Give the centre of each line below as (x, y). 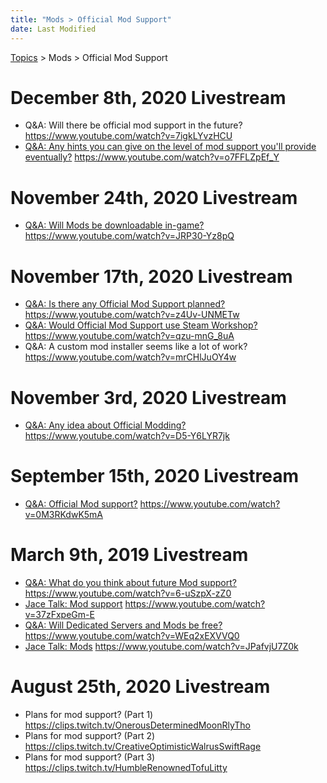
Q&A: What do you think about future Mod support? (130, 583)
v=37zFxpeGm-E (59, 615)
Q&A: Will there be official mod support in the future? (133, 125)
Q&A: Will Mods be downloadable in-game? (114, 225)
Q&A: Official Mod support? (81, 504)
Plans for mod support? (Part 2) (90, 736)
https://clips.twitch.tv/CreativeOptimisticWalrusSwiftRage (143, 747)
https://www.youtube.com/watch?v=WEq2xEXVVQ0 (132, 636)
